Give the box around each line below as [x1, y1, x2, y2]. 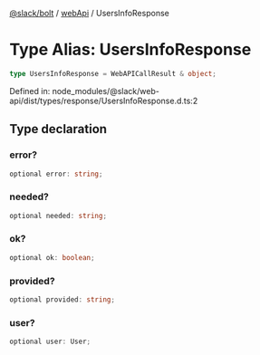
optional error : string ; [9, 169, 103, 178]
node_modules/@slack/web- [52, 85, 160, 96]
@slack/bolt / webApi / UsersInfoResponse [9, 8, 169, 18]
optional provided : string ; [9, 295, 116, 304]
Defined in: [9, 85, 51, 96]
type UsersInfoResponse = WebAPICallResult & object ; [9, 69, 217, 78]
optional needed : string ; [9, 211, 107, 220]
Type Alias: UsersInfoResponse [9, 40, 252, 60]
